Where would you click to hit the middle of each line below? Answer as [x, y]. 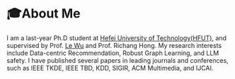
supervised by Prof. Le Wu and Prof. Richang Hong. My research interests [114, 45]
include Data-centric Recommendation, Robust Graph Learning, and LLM [113, 53]
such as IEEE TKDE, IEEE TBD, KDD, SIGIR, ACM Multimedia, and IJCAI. [110, 68]
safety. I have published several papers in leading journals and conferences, [118, 60]
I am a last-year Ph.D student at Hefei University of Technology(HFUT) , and [117, 38]
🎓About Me [44, 14]
